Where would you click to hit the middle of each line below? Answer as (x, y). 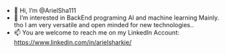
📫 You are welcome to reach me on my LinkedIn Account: (96, 33)
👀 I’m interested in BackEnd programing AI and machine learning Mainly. (116, 18)
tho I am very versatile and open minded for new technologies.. (104, 25)
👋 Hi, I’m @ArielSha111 (45, 11)
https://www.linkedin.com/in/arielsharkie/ (73, 42)
